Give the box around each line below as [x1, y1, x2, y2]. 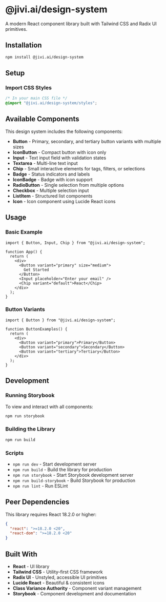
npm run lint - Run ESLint [12, 482, 68, 489]
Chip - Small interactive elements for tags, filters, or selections [12, 165, 145, 171]
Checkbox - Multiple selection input [12, 187, 89, 193]
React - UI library [12, 564, 50, 570]
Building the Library [5, 425, 55, 433]
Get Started [24, 267, 50, 273]
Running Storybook [5, 392, 55, 399]
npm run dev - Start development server [12, 461, 97, 467]
